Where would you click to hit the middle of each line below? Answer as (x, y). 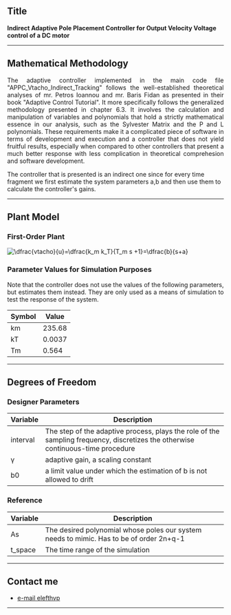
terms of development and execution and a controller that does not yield (115, 139)
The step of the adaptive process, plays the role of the (132, 431)
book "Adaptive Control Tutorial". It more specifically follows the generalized (115, 102)
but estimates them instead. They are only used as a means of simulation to (115, 292)
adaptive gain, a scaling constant (98, 460)
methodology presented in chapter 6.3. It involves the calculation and (115, 109)
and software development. (46, 161)
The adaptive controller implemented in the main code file (115, 80)
